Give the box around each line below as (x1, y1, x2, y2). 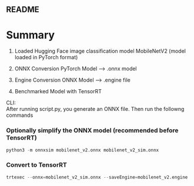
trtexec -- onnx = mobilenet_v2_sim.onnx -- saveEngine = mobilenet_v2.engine (6, 174, 188, 180)
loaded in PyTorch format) (14, 54, 78, 61)
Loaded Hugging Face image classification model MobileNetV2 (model (14, 48, 186, 55)
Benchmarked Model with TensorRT (14, 88, 102, 95)
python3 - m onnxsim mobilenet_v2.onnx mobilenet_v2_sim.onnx (6, 147, 159, 153)
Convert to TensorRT (6, 161, 68, 169)
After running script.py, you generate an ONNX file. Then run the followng (6, 106, 185, 113)
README (6, 5, 39, 15)
